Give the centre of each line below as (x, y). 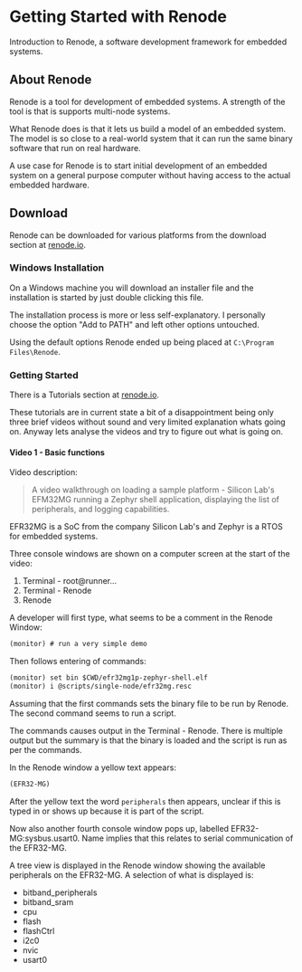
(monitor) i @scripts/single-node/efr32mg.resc (101, 686)
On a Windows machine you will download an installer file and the (132, 288)
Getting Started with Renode (118, 17)
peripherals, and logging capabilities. (100, 510)
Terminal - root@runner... (70, 581)
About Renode (51, 80)
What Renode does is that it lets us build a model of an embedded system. (148, 129)
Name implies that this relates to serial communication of (188, 838)
